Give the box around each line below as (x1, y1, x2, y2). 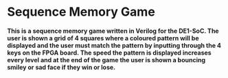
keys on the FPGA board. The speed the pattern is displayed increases (7, 49, 212, 57)
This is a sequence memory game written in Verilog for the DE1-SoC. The (7, 27, 219, 35)
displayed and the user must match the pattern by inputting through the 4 (7, 41, 222, 49)
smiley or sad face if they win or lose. (7, 63, 116, 71)
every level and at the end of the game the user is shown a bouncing (7, 55, 206, 64)
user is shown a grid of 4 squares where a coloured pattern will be (7, 34, 199, 42)
